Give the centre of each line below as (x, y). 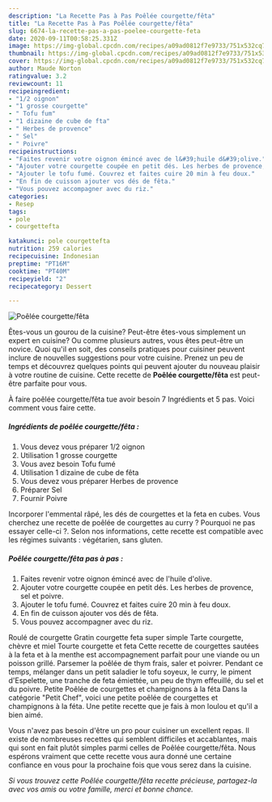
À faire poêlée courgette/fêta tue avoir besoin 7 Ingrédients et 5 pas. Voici (132, 399)
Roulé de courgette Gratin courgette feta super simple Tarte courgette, (126, 638)
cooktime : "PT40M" (39, 271)
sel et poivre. (42, 596)
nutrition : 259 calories (50, 249)
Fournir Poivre (44, 499)
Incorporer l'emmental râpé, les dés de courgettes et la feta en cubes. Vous (134, 514)
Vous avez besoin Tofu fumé (68, 464)
